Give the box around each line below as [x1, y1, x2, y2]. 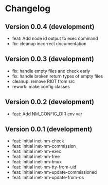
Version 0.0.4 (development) [5, 23, 95, 31]
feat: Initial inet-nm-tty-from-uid [12, 164, 77, 170]
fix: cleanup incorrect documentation [12, 41, 87, 47]
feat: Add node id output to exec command [12, 35, 98, 41]
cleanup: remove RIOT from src [12, 78, 75, 84]
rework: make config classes [12, 83, 70, 89]
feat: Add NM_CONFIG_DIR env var [12, 111, 83, 117]
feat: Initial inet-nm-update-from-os [12, 175, 84, 181]
